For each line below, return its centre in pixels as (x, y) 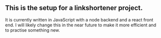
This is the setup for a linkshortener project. (74, 8)
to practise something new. (32, 30)
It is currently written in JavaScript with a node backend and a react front (79, 19)
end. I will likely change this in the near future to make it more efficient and (81, 25)
